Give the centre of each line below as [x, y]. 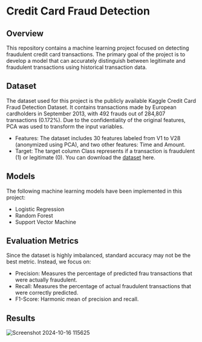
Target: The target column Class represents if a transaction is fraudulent [105, 151]
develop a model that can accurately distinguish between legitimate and [96, 61]
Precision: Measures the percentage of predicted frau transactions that [103, 274]
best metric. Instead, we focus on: [49, 262]
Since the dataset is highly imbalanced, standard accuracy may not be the [99, 256]
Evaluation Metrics [42, 241]
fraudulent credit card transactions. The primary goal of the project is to [96, 54]
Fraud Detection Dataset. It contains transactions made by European [91, 107]
